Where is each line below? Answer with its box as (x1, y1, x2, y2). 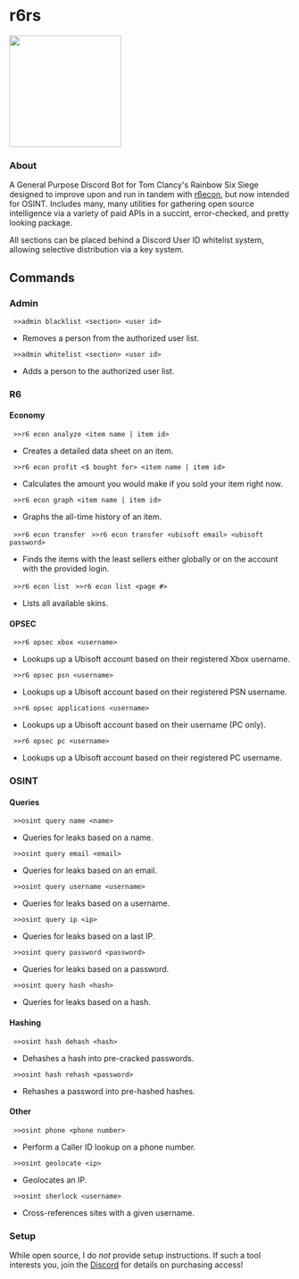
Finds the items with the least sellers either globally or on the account (21, 554, 278, 565)
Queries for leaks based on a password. (21, 964, 170, 975)
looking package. (9, 218, 73, 228)
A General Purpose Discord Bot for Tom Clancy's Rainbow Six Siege (9, 179, 259, 190)
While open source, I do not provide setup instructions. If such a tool (9, 1250, 262, 1261)
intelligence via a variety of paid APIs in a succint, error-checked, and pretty (9, 208, 290, 219)
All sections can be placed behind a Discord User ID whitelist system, (9, 235, 265, 245)
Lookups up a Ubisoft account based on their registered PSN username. (21, 686, 287, 697)
